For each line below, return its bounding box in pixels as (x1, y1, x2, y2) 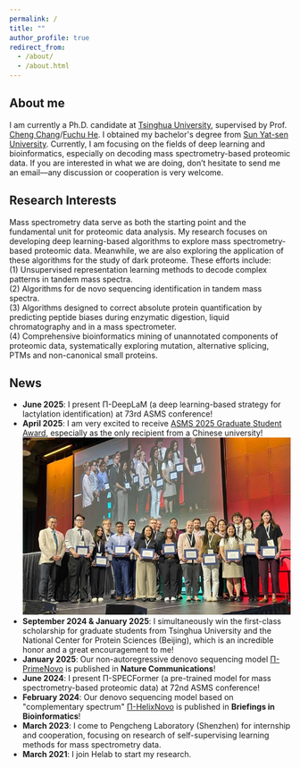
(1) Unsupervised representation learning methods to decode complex (9, 264, 268, 274)
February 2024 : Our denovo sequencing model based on (21, 692, 234, 703)
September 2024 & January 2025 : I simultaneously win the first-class (21, 616, 281, 627)
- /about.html (17, 62, 70, 71)
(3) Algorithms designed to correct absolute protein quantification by (9, 302, 262, 313)
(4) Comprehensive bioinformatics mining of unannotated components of (9, 331, 279, 342)
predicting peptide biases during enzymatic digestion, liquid (9, 311, 229, 322)
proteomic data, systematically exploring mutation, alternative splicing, (9, 340, 270, 350)
